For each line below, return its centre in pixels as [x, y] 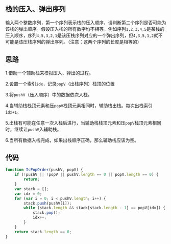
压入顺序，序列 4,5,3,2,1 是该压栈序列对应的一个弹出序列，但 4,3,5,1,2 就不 [84, 35]
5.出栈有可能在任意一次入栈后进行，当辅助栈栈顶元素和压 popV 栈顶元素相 [81, 123]
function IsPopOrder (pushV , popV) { [44, 170]
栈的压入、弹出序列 [35, 9]
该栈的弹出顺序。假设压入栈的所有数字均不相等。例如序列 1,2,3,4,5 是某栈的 [85, 29]
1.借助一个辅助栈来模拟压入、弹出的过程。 [49, 73]
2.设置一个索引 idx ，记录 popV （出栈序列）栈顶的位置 [60, 84]
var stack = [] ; [32, 189]
